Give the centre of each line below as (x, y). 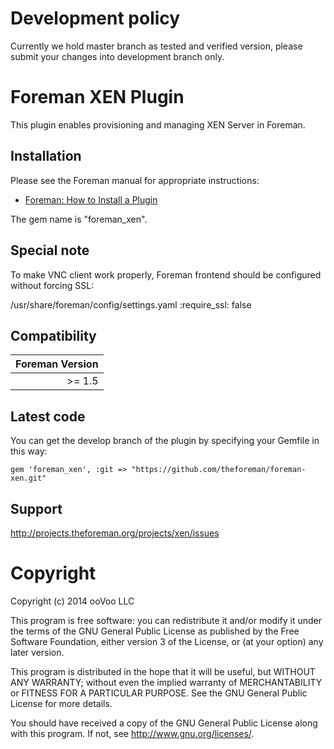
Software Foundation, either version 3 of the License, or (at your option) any (167, 641)
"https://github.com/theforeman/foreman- (219, 470)
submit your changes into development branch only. (117, 56)
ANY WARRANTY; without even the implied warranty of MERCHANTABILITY (166, 682)
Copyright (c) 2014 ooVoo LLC (72, 601)
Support (36, 508)
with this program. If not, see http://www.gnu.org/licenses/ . (132, 733)
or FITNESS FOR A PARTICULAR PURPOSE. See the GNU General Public (159, 693)
